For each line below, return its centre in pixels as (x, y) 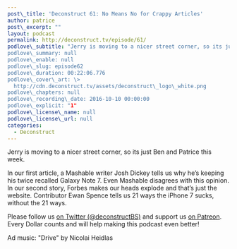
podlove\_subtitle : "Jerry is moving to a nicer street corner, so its (115, 47)
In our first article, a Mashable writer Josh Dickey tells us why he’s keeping (116, 173)
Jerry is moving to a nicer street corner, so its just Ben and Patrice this (109, 152)
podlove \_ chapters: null (44, 92)
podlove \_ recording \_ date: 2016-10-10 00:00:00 (79, 99)
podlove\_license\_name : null (52, 112)
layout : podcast (31, 34)
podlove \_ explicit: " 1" (42, 106)
